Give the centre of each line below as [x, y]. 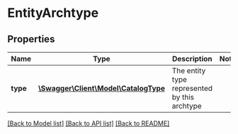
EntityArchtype [53, 13]
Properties [31, 39]
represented [192, 88]
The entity [189, 71]
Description [192, 59]
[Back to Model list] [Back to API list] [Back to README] [89, 123]
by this [183, 97]
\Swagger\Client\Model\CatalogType [101, 88]
